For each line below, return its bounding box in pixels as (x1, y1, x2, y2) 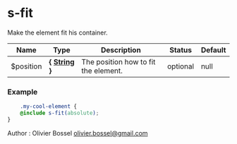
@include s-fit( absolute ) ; (20, 109, 99, 117)
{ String (49, 56, 75, 66)
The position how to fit (81, 56, 156, 66)
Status (169, 44, 193, 54)
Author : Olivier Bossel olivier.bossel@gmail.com (7, 128, 148, 137)
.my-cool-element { (20, 103, 78, 110)
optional (166, 61, 195, 71)
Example (7, 87, 38, 97)
